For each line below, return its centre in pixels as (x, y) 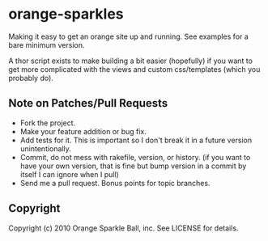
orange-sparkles (66, 14)
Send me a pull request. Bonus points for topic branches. (115, 183)
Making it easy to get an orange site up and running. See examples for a (128, 36)
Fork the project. (48, 123)
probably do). (31, 78)
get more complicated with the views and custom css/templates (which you (134, 69)
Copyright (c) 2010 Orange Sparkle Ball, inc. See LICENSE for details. (123, 228)
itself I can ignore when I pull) (69, 174)
